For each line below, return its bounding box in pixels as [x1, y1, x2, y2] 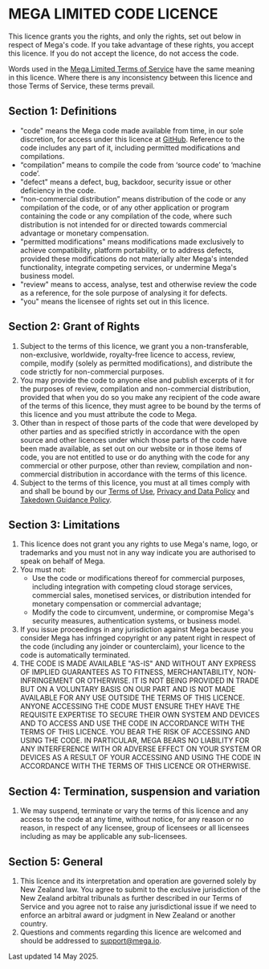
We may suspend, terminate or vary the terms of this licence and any [19, 806, 249, 816]
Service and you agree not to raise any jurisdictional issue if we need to [19, 902, 257, 911]
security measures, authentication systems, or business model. [31, 616, 242, 626]
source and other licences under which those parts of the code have [19, 435, 247, 444]
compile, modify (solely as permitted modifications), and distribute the [19, 358, 253, 368]
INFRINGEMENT [19, 676, 74, 685]
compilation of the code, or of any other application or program [19, 202, 230, 212]
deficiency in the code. [19, 186, 96, 195]
